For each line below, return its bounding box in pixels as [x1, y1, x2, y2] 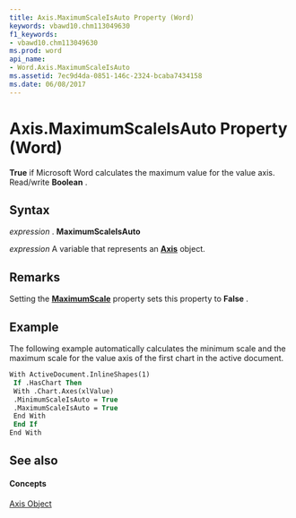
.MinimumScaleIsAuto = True [13, 395, 118, 404]
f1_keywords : [9, 30, 58, 39]
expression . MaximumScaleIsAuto [9, 226, 141, 237]
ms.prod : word [9, 47, 63, 56]
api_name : [9, 55, 47, 64]
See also [9, 453, 58, 469]
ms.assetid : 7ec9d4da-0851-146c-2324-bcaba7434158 [9, 72, 203, 81]
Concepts [9, 478, 47, 488]
